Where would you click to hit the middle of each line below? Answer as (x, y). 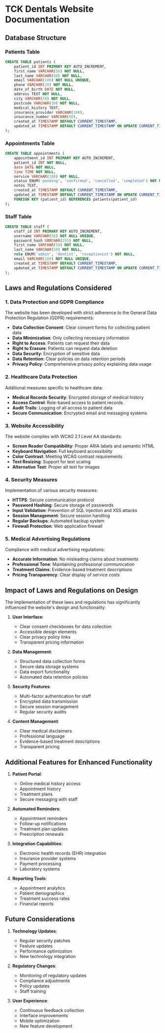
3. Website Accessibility (35, 426)
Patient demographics (42, 894)
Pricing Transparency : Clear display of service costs (66, 575)
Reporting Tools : (29, 879)
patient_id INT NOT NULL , (41, 163)
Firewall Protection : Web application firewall (57, 526)
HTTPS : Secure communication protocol (53, 500)
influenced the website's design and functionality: (55, 608)
